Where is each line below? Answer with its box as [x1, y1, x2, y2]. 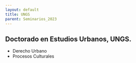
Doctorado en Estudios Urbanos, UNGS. [5, 35, 131, 43]
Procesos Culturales [12, 53, 54, 60]
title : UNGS [5, 12, 30, 17]
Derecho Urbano [12, 48, 47, 54]
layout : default [5, 7, 39, 12]
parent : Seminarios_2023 [5, 16, 57, 21]
